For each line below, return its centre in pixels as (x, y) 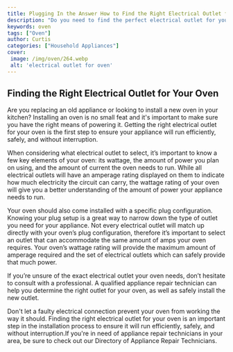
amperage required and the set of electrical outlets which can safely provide (116, 255)
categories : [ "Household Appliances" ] (63, 46)
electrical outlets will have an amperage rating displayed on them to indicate (116, 175)
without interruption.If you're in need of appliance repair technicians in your (115, 333)
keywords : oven (29, 26)
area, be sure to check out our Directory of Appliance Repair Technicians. (112, 341)
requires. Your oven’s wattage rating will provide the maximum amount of (112, 248)
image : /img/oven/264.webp (49, 59)
